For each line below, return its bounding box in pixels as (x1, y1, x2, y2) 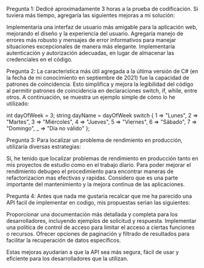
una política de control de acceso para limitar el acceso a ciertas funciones (6, 224, 195, 231)
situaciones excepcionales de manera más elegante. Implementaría (6, 43, 175, 50)
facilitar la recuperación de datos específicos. (6, 237, 121, 244)
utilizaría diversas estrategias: (6, 143, 81, 150)
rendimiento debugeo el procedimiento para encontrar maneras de (6, 167, 174, 175)
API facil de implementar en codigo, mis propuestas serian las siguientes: (6, 199, 191, 206)
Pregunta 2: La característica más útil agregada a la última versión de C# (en (6, 68, 199, 75)
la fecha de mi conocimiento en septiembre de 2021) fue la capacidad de (6, 74, 190, 81)
